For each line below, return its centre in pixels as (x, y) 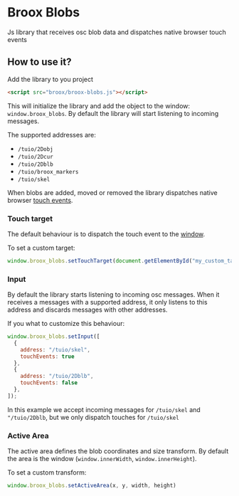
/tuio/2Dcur (35, 157)
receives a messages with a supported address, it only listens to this (107, 302)
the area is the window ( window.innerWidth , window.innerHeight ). (102, 459)
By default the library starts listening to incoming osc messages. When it (113, 295)
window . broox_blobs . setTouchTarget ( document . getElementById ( (100, 260)
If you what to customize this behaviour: (66, 324)
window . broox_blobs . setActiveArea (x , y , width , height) (92, 486)
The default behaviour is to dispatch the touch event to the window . (106, 234)
